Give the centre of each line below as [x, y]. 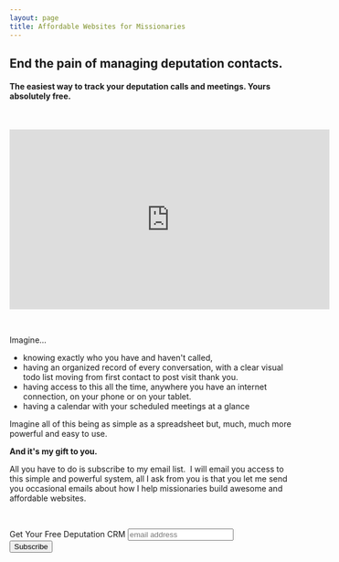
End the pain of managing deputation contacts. [146, 64]
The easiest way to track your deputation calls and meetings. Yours [140, 87]
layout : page [34, 18]
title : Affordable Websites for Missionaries [97, 27]
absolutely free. [40, 96]
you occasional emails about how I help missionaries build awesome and [146, 489]
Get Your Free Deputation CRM [68, 535]
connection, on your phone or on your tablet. [107, 397]
